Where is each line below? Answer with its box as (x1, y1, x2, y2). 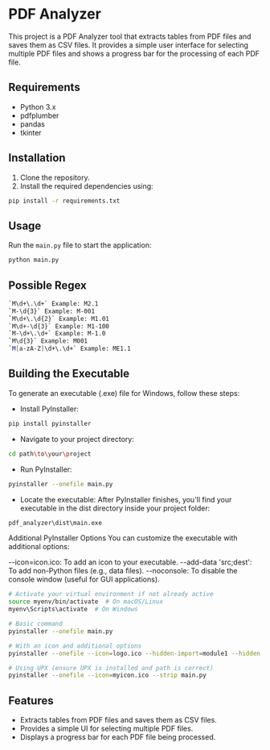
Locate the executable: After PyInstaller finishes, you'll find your (19, 494, 232, 504)
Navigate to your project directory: (19, 434, 134, 444)
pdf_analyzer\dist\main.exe (8, 519, 103, 527)
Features (8, 694, 54, 707)
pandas (19, 119, 46, 129)
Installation (8, 151, 66, 165)
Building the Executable (8, 367, 130, 381)
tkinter (19, 127, 42, 137)
